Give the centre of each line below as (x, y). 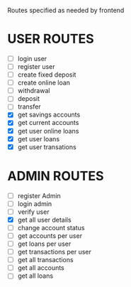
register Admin (39, 195)
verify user (33, 212)
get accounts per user (50, 235)
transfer (29, 107)
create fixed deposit (47, 75)
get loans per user (44, 244)
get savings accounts (49, 115)
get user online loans (48, 131)
